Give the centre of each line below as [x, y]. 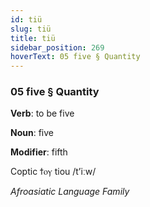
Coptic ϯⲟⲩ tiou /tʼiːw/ [53, 172]
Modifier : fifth [39, 152]
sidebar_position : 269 [57, 47]
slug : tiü [31, 29]
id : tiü [26, 19]
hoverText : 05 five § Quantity [75, 57]
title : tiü [33, 38]
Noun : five [32, 133]
